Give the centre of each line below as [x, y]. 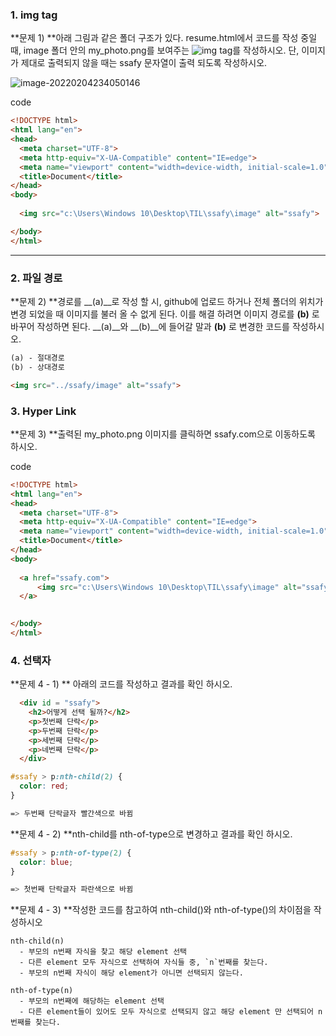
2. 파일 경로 [36, 278]
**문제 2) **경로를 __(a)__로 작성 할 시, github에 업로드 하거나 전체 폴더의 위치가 [167, 301]
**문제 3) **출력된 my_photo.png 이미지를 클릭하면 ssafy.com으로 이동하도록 [163, 434]
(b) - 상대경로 [37, 367]
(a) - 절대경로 [37, 358]
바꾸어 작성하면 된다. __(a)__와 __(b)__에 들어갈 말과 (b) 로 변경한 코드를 [150, 326]
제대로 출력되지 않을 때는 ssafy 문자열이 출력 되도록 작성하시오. [144, 63]
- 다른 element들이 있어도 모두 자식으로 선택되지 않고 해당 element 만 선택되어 [166, 1012]
